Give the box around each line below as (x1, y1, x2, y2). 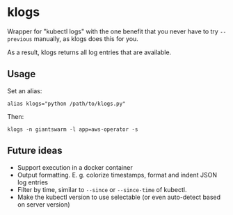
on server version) (17, 200, 70, 209)
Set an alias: (7, 86, 42, 95)
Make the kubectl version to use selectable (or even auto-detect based (17, 193, 221, 201)
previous (7, 35, 33, 42)
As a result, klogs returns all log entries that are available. (7, 48, 172, 56)
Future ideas (7, 145, 63, 157)
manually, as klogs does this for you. (33, 34, 139, 42)
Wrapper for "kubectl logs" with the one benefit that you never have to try (7, 27, 219, 35)
